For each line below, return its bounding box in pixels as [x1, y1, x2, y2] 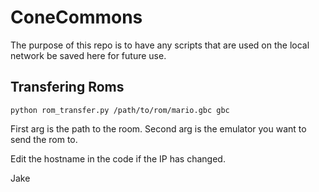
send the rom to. [10, 133, 78, 145]
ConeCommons [10, 6, 143, 29]
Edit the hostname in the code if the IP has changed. [10, 152, 226, 165]
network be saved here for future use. [10, 49, 167, 61]
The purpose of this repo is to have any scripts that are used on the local [10, 39, 310, 51]
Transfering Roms [10, 79, 125, 96]
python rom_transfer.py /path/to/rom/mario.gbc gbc [10, 105, 230, 115]
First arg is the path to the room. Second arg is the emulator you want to [10, 122, 307, 135]
